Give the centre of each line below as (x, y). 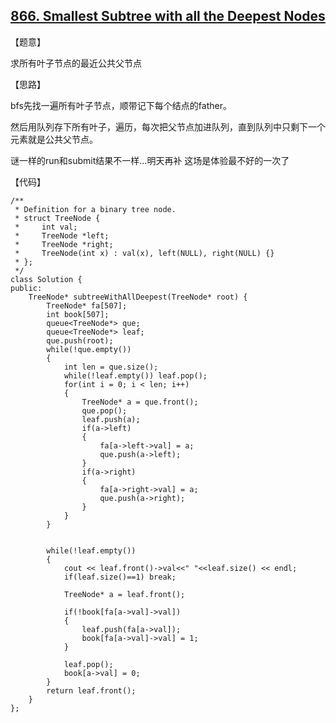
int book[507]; (78, 314)
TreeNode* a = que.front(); (140, 402)
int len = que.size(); (111, 367)
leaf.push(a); (111, 419)
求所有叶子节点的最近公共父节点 (76, 63)
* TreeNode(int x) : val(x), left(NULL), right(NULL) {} (144, 253)
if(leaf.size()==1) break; (120, 577)
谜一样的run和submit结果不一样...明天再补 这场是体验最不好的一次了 (150, 160)
